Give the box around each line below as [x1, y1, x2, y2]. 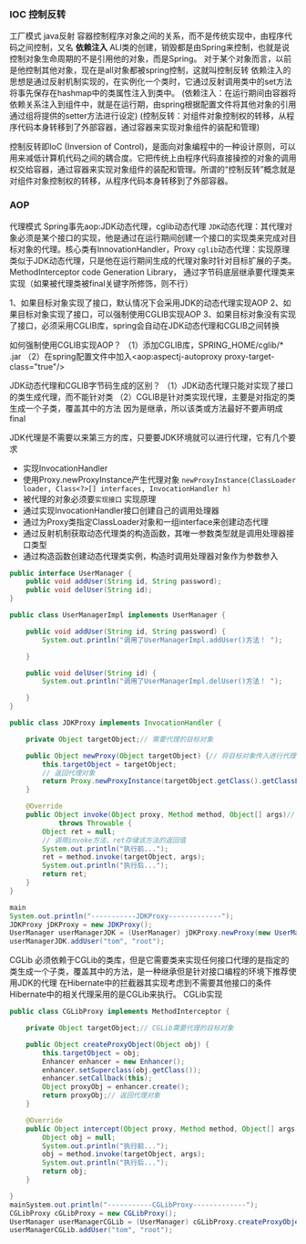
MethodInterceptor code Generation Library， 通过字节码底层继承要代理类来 [9, 267, 296, 277]
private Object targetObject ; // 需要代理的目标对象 [25, 735, 214, 744]
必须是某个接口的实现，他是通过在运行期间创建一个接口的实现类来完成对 [16, 232, 289, 243]
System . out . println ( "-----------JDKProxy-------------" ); [9, 911, 234, 921]
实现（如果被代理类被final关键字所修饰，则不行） [9, 277, 194, 288]
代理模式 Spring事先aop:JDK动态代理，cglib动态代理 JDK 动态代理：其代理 [9, 221, 285, 232]
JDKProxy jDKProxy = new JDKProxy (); [9, 920, 153, 929]
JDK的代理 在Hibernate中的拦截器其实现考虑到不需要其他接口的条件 [16, 977, 272, 988]
